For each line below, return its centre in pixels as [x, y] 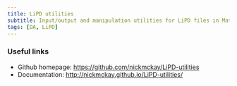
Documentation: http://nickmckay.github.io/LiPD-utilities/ [100, 74]
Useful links [28, 51]
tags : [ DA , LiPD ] [33, 27]
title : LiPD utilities [41, 14]
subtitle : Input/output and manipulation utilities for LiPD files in [113, 20]
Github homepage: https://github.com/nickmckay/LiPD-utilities [108, 67]
